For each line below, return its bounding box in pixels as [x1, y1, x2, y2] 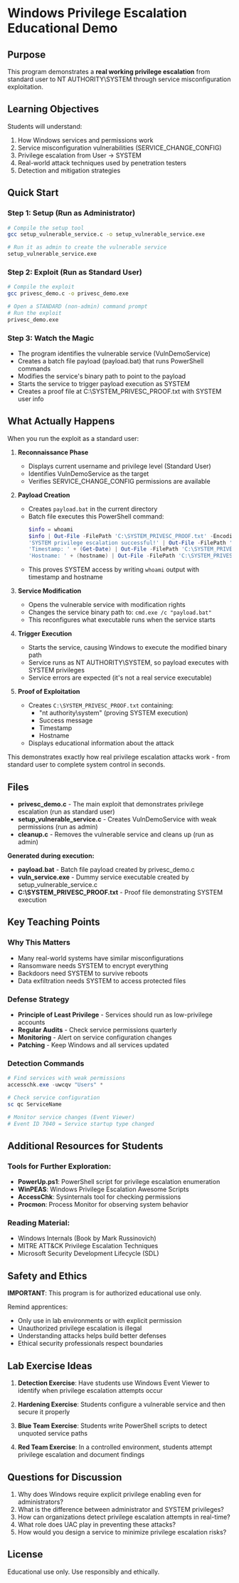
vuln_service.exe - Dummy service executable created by [17, 873, 189, 881]
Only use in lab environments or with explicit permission [17, 1317, 182, 1325]
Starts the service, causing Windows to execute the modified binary [28, 643, 228, 652]
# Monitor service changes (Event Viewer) [7, 1114, 135, 1121]
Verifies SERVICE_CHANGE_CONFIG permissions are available [28, 477, 211, 485]
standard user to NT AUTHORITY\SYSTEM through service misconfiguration [7, 75, 231, 83]
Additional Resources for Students [7, 1140, 164, 1152]
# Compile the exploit [7, 284, 75, 291]
